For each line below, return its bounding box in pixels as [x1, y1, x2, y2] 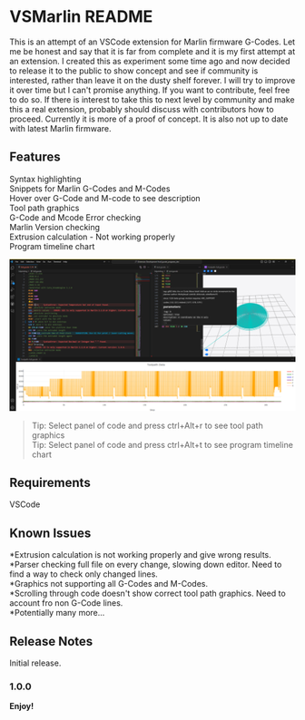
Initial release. [9, 657, 62, 668]
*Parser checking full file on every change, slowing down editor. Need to [9, 559, 282, 570]
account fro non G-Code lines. [9, 598, 123, 608]
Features [9, 150, 61, 165]
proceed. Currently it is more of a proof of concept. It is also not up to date [9, 113, 289, 124]
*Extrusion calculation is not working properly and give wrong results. [9, 550, 272, 560]
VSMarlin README [9, 6, 153, 27]
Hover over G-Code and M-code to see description [9, 192, 202, 203]
